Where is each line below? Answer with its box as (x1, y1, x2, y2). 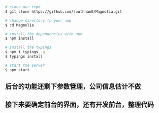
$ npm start (5, 67, 30, 72)
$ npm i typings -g (5, 50, 45, 55)
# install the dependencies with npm (5, 31, 83, 36)
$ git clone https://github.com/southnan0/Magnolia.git (5, 9, 122, 14)
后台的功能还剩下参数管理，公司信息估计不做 (5, 83, 141, 91)
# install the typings (5, 45, 52, 50)
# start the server (5, 63, 45, 68)
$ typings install (5, 54, 43, 59)
